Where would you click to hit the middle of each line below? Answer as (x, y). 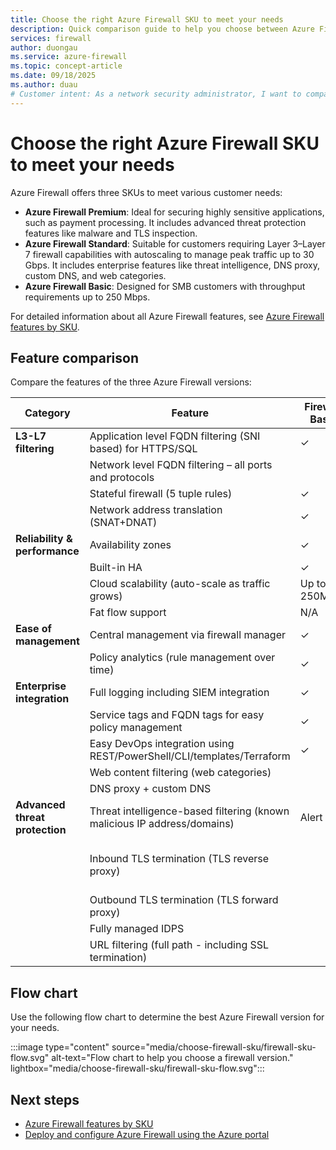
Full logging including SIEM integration (179, 693)
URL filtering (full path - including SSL (179, 945)
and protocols (122, 478)
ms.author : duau (44, 85)
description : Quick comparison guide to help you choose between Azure (162, 29)
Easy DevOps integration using (162, 744)
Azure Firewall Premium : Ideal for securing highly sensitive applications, (174, 212)
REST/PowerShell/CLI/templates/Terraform (190, 756)
